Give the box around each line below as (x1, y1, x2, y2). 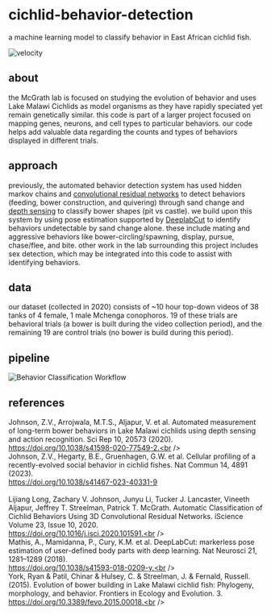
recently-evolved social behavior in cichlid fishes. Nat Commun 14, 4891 (8, 460, 248, 469)
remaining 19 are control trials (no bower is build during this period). (8, 328, 234, 338)
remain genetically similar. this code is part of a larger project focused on (8, 110, 252, 119)
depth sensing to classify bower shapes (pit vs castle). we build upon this (8, 206, 252, 215)
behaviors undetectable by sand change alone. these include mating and (8, 223, 250, 233)
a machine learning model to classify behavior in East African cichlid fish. (8, 32, 252, 42)
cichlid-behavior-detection (8, 6, 194, 24)
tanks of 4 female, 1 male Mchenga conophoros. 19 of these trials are (8, 310, 238, 320)
